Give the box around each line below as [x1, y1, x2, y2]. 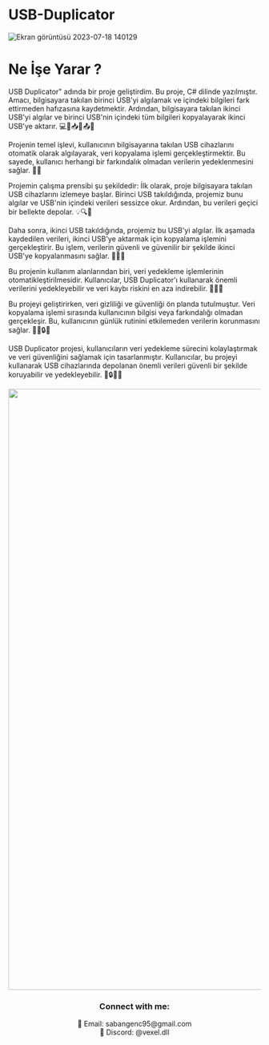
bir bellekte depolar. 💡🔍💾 [8, 207, 92, 216]
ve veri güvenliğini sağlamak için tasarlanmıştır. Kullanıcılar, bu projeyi [8, 352, 238, 361]
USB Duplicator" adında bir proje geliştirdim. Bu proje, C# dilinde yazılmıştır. [8, 87, 258, 96]
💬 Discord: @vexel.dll [99, 1027, 170, 1037]
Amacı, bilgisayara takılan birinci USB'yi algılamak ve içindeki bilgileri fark [8, 95, 250, 105]
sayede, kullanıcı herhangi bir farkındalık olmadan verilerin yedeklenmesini [8, 156, 254, 166]
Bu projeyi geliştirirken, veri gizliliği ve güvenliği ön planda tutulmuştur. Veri [8, 299, 256, 309]
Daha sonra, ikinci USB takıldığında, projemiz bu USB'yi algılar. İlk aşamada [8, 225, 255, 235]
